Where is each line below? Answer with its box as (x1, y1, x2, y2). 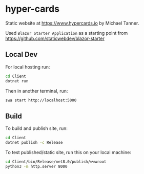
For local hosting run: (5, 63, 50, 70)
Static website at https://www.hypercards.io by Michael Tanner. (5, 20, 139, 26)
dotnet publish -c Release (5, 140, 63, 145)
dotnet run (5, 78, 29, 83)
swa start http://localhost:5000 (5, 98, 77, 103)
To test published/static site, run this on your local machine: (5, 149, 132, 155)
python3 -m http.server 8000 (5, 164, 68, 169)
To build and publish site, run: (5, 125, 68, 132)
